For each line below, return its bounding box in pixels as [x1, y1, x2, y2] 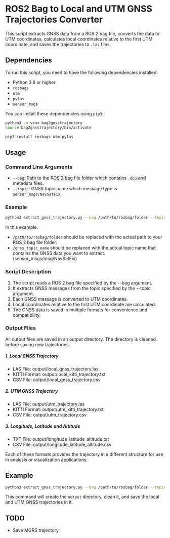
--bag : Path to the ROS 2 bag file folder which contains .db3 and [12, 175, 146, 181]
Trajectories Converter [5, 14, 103, 25]
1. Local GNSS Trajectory [5, 353, 59, 359]
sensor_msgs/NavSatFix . [12, 191, 62, 197]
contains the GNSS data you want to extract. [12, 250, 105, 256]
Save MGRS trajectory [12, 527, 59, 533]
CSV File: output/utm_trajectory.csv [12, 411, 87, 418]
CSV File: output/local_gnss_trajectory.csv [12, 377, 101, 383]
